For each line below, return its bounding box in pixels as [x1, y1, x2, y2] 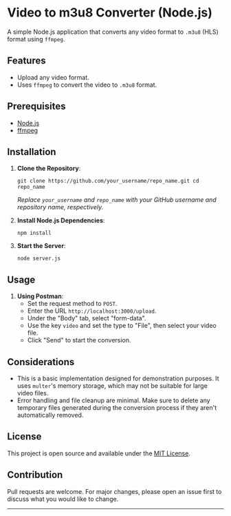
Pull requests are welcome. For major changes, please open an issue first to [7, 487, 222, 495]
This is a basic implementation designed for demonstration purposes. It [16, 374, 219, 382]
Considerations [7, 356, 75, 368]
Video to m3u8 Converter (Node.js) [7, 5, 213, 21]
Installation [7, 146, 56, 158]
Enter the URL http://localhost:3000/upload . [27, 307, 157, 315]
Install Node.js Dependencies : [16, 216, 105, 225]
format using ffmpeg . [7, 34, 65, 43]
